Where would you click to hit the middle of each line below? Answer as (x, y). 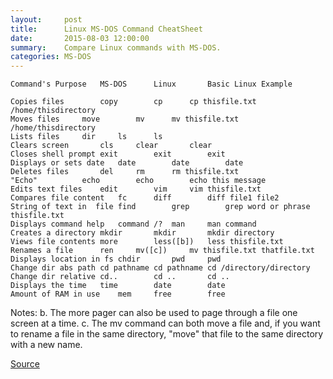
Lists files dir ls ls (86, 137)
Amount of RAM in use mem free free (118, 294)
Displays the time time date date (118, 286)
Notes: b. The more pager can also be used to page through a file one (154, 313)
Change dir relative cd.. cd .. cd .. (120, 277)
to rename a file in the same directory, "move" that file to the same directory (167, 334)
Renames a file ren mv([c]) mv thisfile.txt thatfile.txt (162, 251)
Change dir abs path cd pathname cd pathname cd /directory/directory (160, 268)
